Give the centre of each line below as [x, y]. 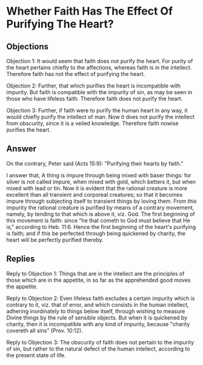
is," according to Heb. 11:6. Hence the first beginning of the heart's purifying [101, 227]
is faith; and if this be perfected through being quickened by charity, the [96, 233]
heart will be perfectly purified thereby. [55, 240]
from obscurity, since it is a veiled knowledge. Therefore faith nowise [92, 123]
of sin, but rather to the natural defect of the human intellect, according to [98, 349]
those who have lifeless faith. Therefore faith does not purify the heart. [95, 99]
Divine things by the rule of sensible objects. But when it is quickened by [97, 318]
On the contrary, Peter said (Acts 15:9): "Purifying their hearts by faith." [95, 163]
